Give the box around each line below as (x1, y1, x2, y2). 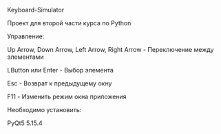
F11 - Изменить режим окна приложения (7, 92, 127, 100)
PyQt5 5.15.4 (7, 119, 43, 127)
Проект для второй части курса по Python (7, 19, 131, 27)
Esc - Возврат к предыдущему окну (7, 79, 112, 88)
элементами (7, 53, 44, 61)
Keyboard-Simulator (7, 6, 64, 14)
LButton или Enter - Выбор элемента (7, 66, 114, 74)
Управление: (7, 32, 45, 40)
